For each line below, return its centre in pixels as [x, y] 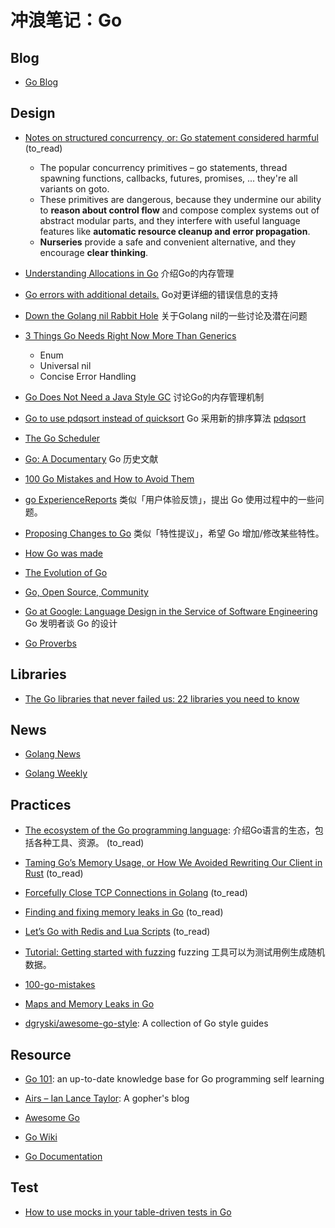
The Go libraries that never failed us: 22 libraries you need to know [162, 698]
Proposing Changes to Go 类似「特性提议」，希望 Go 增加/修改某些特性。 [174, 533]
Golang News [52, 754]
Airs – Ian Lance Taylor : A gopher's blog [107, 1098]
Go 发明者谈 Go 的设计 [71, 623]
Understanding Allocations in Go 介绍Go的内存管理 [129, 273]
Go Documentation [63, 1157]
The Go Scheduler [62, 438]
